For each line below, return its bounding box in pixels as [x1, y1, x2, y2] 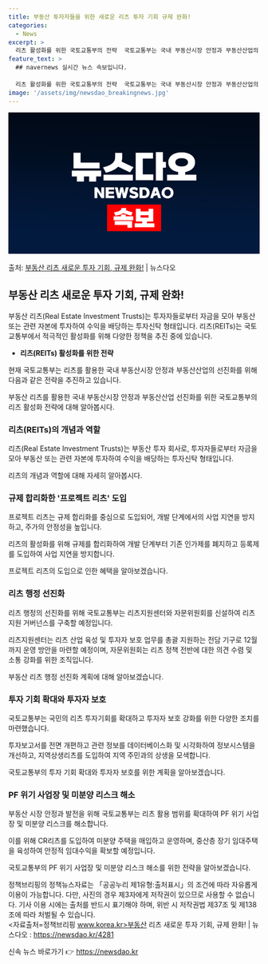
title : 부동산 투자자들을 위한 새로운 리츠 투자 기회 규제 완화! [8, 13, 191, 21]
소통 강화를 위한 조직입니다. [8, 655, 94, 664]
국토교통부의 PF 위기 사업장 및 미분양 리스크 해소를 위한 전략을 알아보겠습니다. [8, 863, 251, 873]
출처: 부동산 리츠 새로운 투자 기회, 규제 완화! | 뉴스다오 [8, 263, 176, 272]
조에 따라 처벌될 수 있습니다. [8, 910, 96, 919]
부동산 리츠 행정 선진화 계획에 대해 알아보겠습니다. [8, 671, 164, 681]
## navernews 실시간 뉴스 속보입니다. [15, 64, 128, 72]
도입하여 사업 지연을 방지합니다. [16, 549, 115, 559]
